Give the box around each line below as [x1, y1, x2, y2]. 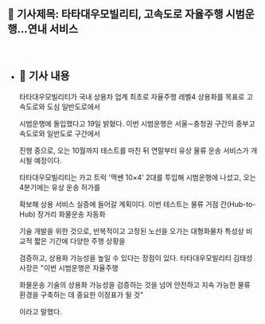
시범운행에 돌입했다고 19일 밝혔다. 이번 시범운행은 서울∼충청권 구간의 [18, 119, 235, 128]
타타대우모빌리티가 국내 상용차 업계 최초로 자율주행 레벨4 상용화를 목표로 [18, 92, 245, 101]
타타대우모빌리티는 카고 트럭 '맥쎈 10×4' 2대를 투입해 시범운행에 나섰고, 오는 [18, 172, 256, 182]
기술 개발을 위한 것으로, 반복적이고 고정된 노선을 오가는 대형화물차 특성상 [18, 226, 244, 236]
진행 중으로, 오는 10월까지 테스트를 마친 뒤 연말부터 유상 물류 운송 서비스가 [18, 146, 249, 155]
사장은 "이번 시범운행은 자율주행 [18, 263, 119, 272]
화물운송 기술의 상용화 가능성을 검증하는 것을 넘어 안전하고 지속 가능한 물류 [18, 279, 251, 289]
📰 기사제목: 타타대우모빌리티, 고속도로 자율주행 [7, 7, 224, 21]
